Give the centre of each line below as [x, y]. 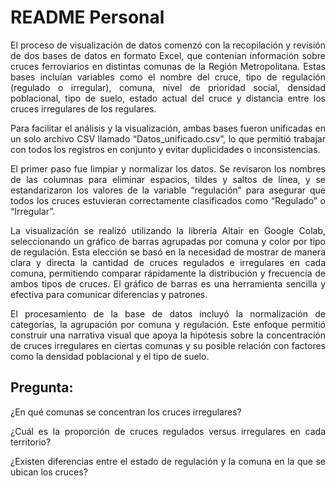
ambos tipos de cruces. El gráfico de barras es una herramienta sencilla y [168, 283]
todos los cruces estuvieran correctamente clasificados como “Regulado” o [168, 200]
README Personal [87, 17]
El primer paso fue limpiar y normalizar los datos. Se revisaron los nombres [168, 168]
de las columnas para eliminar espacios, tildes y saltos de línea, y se [168, 179]
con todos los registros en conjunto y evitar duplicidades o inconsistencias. [165, 149]
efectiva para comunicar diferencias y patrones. [109, 294]
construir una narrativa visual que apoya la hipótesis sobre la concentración [168, 335]
